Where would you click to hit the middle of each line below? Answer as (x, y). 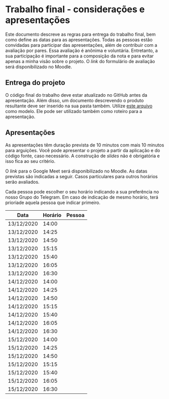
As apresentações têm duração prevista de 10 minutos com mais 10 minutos (85, 145)
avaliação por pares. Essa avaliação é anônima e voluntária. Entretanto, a (82, 50)
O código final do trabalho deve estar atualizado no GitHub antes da (76, 95)
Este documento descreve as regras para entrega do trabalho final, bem (80, 34)
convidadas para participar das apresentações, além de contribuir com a (81, 45)
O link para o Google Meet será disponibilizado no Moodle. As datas (76, 171)
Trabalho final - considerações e (75, 9)
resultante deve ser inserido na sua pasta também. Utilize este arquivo (79, 106)
